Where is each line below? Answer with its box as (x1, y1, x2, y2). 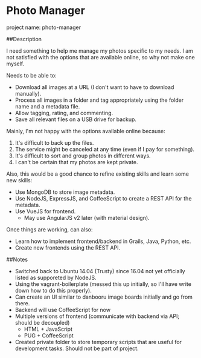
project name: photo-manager (6, 24, 81, 31)
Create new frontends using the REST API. (14, 244, 121, 251)
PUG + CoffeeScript (24, 331, 74, 339)
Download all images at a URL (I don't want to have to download (14, 83, 174, 91)
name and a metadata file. (14, 102, 80, 110)
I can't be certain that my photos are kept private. (14, 158, 138, 165)
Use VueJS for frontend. (14, 207, 76, 215)
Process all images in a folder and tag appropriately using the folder (14, 96, 184, 104)
